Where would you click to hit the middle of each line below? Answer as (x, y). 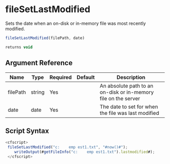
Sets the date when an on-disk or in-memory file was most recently (76, 23)
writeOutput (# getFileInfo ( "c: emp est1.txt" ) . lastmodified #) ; (85, 152)
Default (86, 77)
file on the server (120, 98)
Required (60, 77)
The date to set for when (129, 106)
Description (131, 77)
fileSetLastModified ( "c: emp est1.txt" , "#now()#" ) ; (68, 147)
